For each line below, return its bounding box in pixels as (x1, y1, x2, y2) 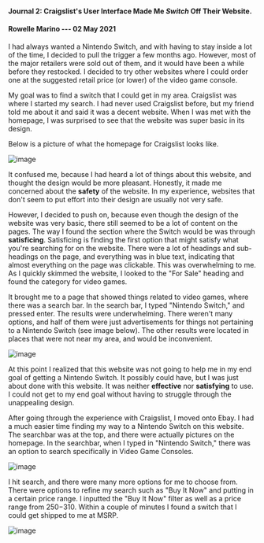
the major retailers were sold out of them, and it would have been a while (8, 58, 245, 68)
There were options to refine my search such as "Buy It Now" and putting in (8, 485, 255, 495)
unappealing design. (8, 397, 75, 407)
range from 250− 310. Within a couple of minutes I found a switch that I (8, 502, 237, 512)
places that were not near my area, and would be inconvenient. (8, 334, 213, 343)
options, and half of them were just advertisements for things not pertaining (8, 317, 254, 327)
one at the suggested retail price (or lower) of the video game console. (8, 75, 238, 84)
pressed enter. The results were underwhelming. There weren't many (8, 308, 233, 318)
